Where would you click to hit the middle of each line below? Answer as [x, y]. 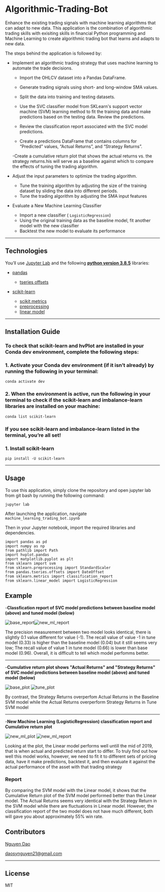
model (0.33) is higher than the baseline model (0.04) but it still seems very [81, 642]
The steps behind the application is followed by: [54, 53]
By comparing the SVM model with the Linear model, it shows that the [76, 790]
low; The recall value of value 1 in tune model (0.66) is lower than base [76, 648]
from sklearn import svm [30, 563]
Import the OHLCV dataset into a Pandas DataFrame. [73, 77]
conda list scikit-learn [30, 416]
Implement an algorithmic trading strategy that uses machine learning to [85, 63]
